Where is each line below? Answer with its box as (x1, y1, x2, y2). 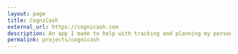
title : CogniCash (7, 17, 59, 24)
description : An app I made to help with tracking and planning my (7, 29, 211, 37)
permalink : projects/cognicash (7, 36, 100, 43)
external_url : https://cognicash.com (7, 23, 119, 30)
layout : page (7, 10, 46, 18)
